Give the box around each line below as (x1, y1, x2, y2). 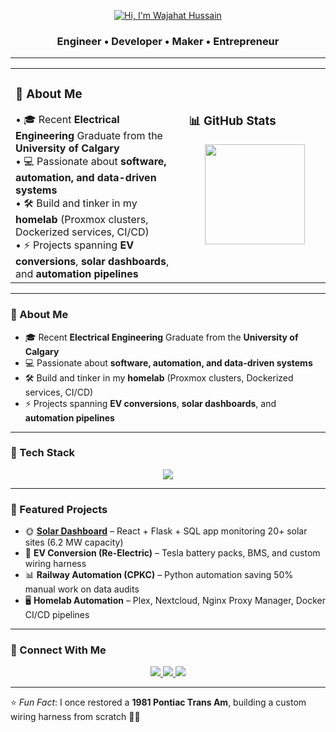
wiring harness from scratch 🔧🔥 (10, 711, 141, 723)
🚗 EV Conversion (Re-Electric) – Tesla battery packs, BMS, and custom (24, 547, 321, 559)
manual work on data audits (24, 583, 140, 595)
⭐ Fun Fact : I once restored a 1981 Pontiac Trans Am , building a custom (10, 696, 307, 709)
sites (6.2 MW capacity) (24, 536, 124, 549)
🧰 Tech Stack (10, 446, 76, 460)
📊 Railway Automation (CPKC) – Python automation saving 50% (24, 569, 294, 581)
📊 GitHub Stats (188, 113, 277, 129)
